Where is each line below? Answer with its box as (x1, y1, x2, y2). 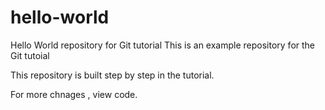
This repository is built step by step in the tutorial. (10, 69, 215, 81)
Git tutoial (10, 49, 50, 61)
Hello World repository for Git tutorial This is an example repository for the (10, 39, 316, 51)
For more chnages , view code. (10, 88, 138, 100)
